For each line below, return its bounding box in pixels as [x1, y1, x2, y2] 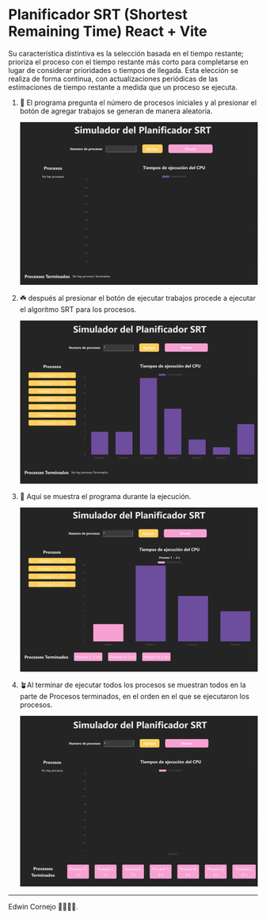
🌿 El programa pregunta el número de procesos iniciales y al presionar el [19, 98, 257, 107]
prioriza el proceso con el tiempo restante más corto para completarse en [8, 57, 249, 67]
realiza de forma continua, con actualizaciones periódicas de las [8, 74, 218, 83]
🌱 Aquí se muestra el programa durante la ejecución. [19, 491, 192, 501]
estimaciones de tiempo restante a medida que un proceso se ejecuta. [8, 82, 237, 92]
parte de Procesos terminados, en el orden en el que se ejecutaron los [19, 692, 249, 702]
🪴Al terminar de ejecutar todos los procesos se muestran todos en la [19, 680, 247, 690]
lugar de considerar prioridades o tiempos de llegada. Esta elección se [8, 65, 239, 75]
